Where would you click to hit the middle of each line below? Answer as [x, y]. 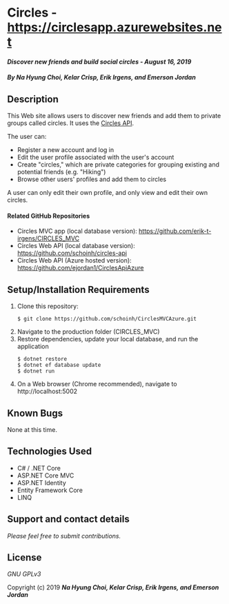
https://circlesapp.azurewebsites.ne [114, 27]
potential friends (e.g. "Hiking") [61, 172]
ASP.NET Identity [42, 482]
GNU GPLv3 [24, 574]
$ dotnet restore [42, 359]
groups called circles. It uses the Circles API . [71, 123]
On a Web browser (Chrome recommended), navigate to [97, 384]
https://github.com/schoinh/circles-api [72, 253]
